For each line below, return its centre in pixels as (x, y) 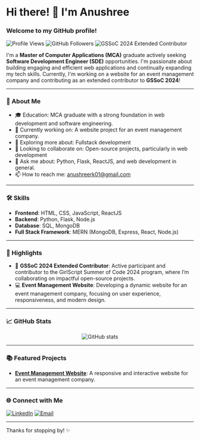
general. (25, 167)
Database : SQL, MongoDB (47, 226)
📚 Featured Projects (36, 358)
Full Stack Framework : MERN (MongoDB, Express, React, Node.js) (97, 232)
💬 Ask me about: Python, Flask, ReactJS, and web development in (96, 161)
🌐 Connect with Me (35, 400)
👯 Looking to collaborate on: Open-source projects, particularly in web (101, 149)
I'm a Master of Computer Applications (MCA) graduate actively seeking (96, 55)
